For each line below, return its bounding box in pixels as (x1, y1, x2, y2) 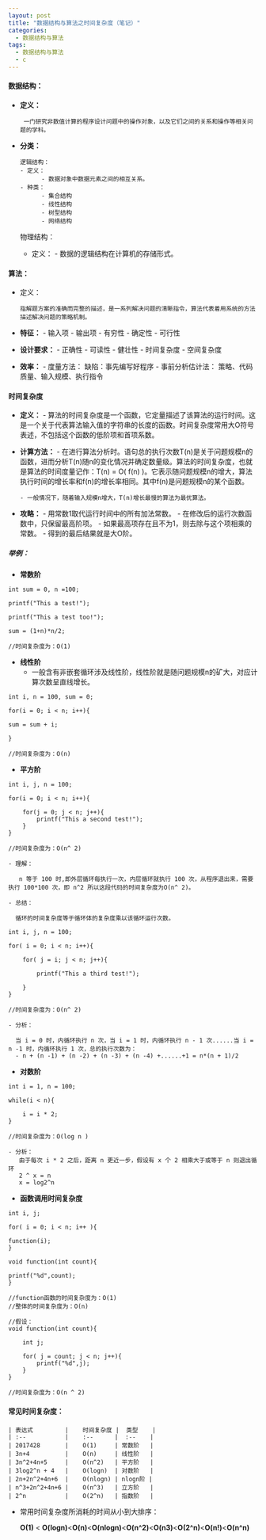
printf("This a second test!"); (36, 815, 144, 824)
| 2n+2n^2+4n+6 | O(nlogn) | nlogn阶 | (8, 1475, 153, 1483)
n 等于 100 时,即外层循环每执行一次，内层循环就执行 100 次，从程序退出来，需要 (18, 875, 254, 883)
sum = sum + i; (8, 721, 59, 729)
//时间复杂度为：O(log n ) (8, 1133, 89, 1141)
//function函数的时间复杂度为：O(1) (8, 1294, 117, 1302)
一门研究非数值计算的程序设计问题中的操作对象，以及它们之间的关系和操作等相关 (23, 118, 248, 126)
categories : (8, 26, 47, 34)
